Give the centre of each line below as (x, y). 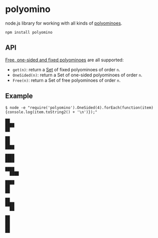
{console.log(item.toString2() (38, 112)
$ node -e (16, 107)
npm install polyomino (29, 32)
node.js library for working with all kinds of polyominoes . (64, 23)
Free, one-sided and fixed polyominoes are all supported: (64, 60)
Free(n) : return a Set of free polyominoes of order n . (66, 80)
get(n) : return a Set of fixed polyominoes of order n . (66, 69)
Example (19, 96)
